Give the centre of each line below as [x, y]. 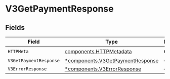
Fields [15, 28]
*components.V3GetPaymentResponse [112, 61]
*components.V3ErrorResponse [103, 69]
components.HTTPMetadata [98, 51]
